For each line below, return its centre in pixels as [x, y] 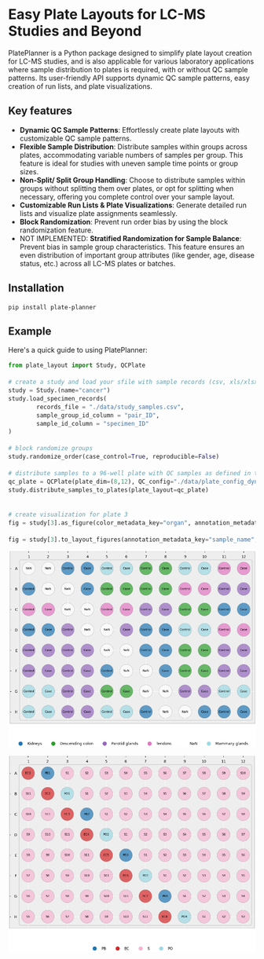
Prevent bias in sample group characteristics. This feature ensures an [132, 247]
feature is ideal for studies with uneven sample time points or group [128, 163]
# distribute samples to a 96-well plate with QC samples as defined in [130, 473]
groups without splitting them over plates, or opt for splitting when [126, 188]
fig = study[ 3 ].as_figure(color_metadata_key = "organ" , [100, 523]
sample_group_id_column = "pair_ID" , [98, 415]
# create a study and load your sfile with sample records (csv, [117, 383]
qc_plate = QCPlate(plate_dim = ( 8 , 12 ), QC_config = [91, 481]
